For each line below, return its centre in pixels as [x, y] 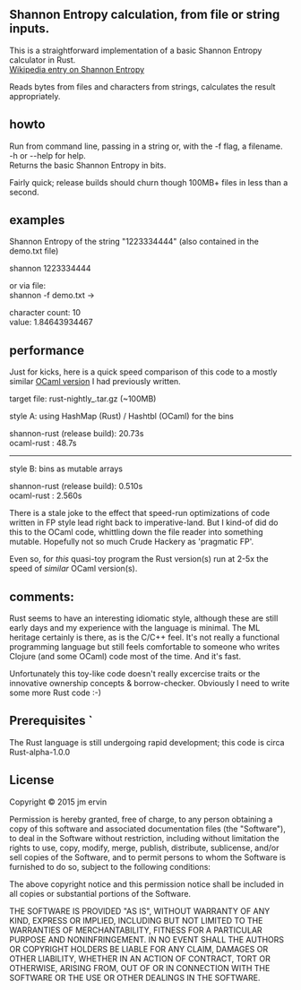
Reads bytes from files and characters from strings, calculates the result [142, 86]
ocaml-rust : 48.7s [43, 443]
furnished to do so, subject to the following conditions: [110, 866]
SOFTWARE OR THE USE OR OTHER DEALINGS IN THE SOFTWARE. [135, 977]
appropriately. [35, 96]
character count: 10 [45, 313]
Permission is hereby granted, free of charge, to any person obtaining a [141, 819]
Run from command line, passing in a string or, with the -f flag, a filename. [146, 146]
